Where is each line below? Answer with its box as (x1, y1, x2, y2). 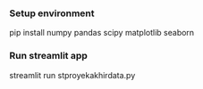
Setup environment (9, 7, 96, 20)
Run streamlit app (9, 50, 88, 62)
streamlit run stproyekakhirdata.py (9, 69, 136, 80)
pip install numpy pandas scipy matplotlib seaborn (9, 28, 195, 38)
